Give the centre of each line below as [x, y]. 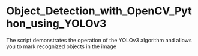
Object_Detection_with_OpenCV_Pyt [99, 11]
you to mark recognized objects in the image [61, 46]
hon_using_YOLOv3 [56, 24]
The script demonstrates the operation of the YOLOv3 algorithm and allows [99, 40]
